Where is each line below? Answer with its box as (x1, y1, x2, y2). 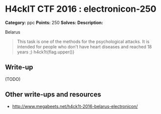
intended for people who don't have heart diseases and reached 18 (17, 44, 152, 49)
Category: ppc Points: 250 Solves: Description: (5, 20, 103, 25)
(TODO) (5, 76, 21, 82)
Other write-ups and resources (5, 91, 101, 99)
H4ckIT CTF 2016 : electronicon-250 (5, 3, 157, 15)
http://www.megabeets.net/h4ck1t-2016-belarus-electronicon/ (12, 103, 138, 109)
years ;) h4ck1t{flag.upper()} (17, 49, 75, 55)
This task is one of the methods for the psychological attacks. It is (17, 38, 150, 45)
